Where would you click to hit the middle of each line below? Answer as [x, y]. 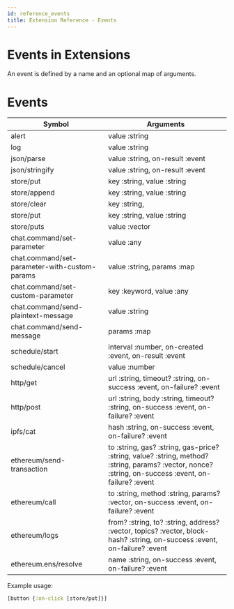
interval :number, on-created [155, 347]
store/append [33, 193]
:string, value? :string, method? [158, 456]
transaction [29, 469]
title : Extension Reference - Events [62, 20]
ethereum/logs [35, 536]
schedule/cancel [38, 367]
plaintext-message [42, 316]
